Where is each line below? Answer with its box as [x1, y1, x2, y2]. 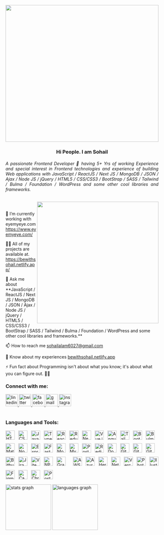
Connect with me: [5, 383, 49, 390]
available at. [5, 251, 30, 257]
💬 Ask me [5, 276, 25, 282]
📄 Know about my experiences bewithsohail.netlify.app [5, 354, 115, 360]
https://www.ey [5, 226, 36, 232]
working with [5, 216, 32, 222]
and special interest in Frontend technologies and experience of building [5, 165, 159, 172]
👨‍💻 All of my [5, 241, 31, 247]
